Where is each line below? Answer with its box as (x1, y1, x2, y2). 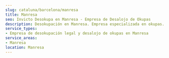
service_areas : (5, 36, 38, 41)
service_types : (5, 26, 38, 31)
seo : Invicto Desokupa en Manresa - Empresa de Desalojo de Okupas (5, 17, 151, 22)
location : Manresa (5, 45, 44, 50)
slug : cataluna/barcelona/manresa (5, 7, 79, 13)
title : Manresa (5, 12, 38, 17)
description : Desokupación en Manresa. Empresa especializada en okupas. (5, 21, 165, 27)
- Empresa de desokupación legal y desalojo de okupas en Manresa (5, 31, 149, 36)
